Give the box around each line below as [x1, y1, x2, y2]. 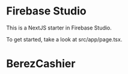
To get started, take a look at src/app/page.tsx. [6, 35, 123, 43]
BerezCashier [6, 57, 76, 70]
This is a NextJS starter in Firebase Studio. [6, 24, 112, 31]
